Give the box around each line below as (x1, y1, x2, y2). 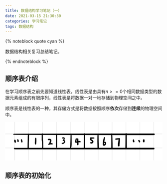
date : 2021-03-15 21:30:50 (5, 13, 61, 18)
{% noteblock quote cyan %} (5, 38, 65, 44)
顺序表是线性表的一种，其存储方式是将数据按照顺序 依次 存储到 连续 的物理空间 (5, 105, 163, 111)
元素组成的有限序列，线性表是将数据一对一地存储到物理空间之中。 (9, 95, 145, 101)
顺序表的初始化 (5, 171, 51, 179)
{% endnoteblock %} (5, 58, 48, 64)
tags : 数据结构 (5, 24, 34, 29)
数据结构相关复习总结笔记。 (5, 48, 62, 54)
